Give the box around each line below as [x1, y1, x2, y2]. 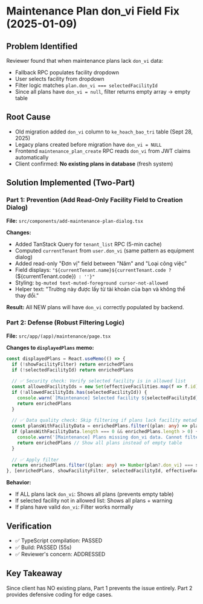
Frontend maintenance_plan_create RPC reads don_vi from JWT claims [14, 147, 191, 155]
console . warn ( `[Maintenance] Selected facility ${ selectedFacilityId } [17, 394, 199, 401]
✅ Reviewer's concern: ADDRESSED [14, 550, 106, 557]
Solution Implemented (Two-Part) [6, 178, 135, 188]
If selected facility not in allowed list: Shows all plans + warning [14, 497, 173, 504]
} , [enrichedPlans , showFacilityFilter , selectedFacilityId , [6, 468, 164, 474]
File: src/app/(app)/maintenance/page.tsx [6, 332, 111, 339]
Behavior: [6, 479, 31, 486]
